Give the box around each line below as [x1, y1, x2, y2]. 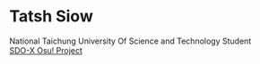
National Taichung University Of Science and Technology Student [9, 36, 252, 46]
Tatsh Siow [9, 6, 94, 27]
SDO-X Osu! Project [9, 44, 83, 55]
